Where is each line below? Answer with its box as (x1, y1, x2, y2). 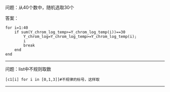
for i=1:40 (5, 25, 28, 30)
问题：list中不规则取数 (5, 66, 52, 72)
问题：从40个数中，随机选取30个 (5, 5, 74, 10)
